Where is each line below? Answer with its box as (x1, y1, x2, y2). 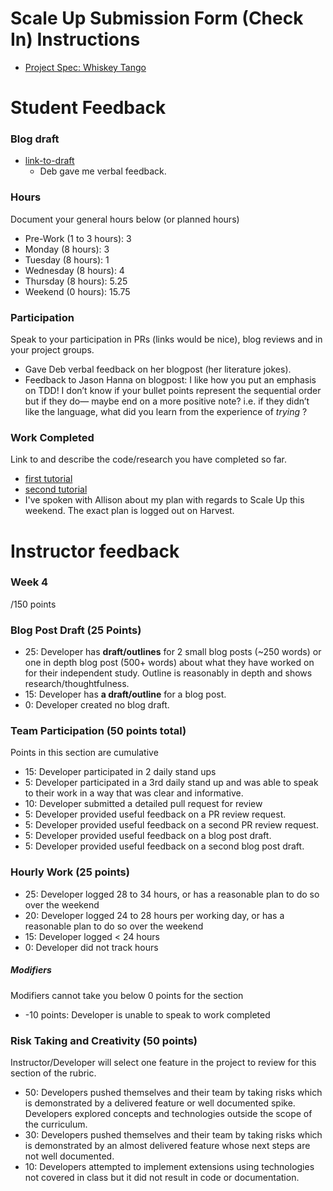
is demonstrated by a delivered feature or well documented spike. (24, 1097, 296, 1109)
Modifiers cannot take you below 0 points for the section (10, 989, 244, 1001)
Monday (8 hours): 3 (24, 243, 110, 255)
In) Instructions (10, 28, 141, 51)
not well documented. (24, 1150, 115, 1162)
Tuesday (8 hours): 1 (24, 253, 110, 266)
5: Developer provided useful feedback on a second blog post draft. (24, 840, 305, 852)
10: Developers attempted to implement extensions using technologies (24, 1160, 315, 1172)
